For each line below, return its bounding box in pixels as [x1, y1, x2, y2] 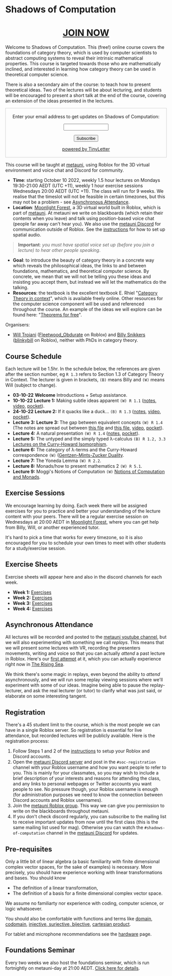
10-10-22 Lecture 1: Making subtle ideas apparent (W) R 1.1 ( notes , [12, 397, 157, 403]
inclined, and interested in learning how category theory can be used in [5, 66, 156, 72]
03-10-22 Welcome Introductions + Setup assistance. [12, 392, 127, 398]
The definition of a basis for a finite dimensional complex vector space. [12, 890, 163, 896]
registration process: [5, 738, 49, 744]
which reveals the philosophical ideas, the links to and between [12, 263, 147, 269]
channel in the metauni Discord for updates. [46, 830, 139, 836]
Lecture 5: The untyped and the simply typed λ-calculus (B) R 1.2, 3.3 [12, 435, 166, 441]
